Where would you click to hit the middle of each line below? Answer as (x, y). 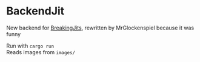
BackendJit (35, 11)
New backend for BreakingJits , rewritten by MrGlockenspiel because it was (100, 28)
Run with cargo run (30, 46)
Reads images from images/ (41, 52)
